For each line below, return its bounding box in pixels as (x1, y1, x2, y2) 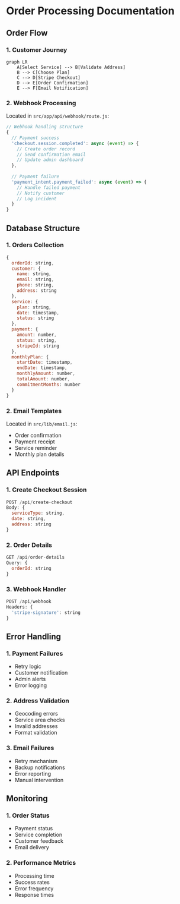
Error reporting (14, 770, 52, 777)
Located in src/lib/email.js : (6, 420, 78, 427)
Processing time (14, 872, 54, 879)
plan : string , (17, 304, 52, 310)
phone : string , (17, 282, 54, 288)
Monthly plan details (14, 451, 65, 458)
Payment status (14, 825, 53, 832)
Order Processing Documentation (6, 4, 175, 18)
